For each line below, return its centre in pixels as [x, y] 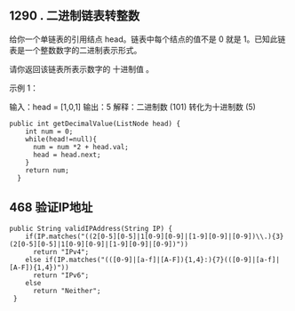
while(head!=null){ [61, 139]
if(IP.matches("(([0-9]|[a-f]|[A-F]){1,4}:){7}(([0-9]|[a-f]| [162, 259]
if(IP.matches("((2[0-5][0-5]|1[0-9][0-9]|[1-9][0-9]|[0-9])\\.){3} [155, 236]
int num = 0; [49, 132]
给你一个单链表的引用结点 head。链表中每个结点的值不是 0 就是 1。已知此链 [147, 39]
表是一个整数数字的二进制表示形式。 [76, 50]
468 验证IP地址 [51, 207]
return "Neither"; [67, 291]
